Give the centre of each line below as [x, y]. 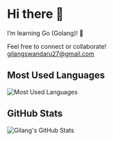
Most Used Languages [56, 75]
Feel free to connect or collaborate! [57, 46]
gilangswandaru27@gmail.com [51, 54]
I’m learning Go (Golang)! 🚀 [45, 33]
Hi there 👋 [35, 14]
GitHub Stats [35, 114]
